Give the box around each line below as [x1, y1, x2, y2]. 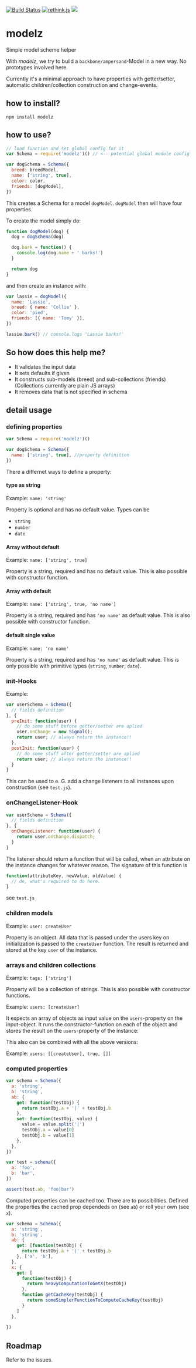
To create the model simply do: [6, 217, 81, 224]
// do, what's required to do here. [11, 878, 101, 884]
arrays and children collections [6, 961, 97, 969]
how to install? [6, 99, 60, 109]
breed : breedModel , [11, 167, 59, 173]
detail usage [6, 405, 52, 415]
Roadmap [6, 1340, 42, 1350]
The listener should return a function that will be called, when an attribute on [6, 855, 190, 862]
